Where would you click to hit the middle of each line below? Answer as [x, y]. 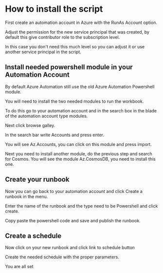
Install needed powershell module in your [69, 67]
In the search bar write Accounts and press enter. [55, 135]
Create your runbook [37, 179]
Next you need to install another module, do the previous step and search [79, 154]
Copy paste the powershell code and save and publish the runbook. [73, 220]
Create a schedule [33, 236]
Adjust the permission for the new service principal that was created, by [77, 32]
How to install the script [54, 9]
